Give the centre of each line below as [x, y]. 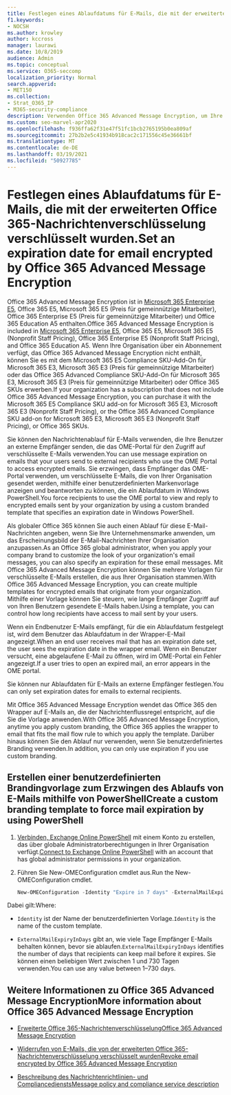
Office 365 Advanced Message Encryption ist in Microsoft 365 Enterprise [111, 301]
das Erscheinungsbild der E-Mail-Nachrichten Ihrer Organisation [98, 540]
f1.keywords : [26, 20]
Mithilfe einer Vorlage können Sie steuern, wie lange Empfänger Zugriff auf [113, 599]
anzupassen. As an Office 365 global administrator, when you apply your [109, 547]
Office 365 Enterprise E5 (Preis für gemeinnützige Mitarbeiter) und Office [111, 316]
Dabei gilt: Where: [32, 905]
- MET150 [20, 90]
